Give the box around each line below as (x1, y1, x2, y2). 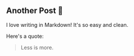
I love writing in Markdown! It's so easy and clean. (6, 21, 129, 28)
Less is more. (20, 44, 54, 51)
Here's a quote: (6, 33, 44, 40)
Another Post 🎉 (6, 6, 63, 16)
